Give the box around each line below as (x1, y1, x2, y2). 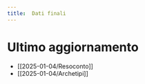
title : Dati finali (7, 10, 67, 17)
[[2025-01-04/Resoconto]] (17, 62, 93, 70)
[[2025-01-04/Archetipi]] (17, 69, 88, 77)
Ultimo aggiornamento (7, 39, 139, 55)
